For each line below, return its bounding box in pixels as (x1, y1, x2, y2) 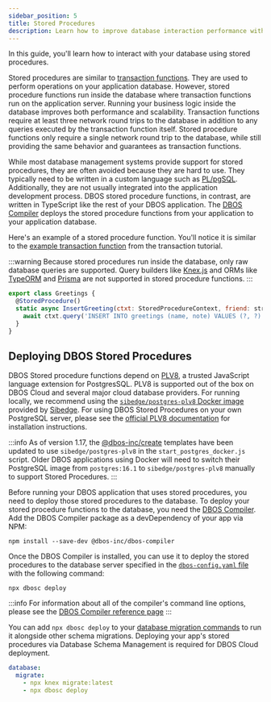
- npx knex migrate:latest (23, 679, 114, 687)
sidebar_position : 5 (8, 11, 78, 20)
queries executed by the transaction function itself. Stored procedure (8, 124, 238, 134)
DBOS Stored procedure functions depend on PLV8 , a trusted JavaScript (8, 371, 250, 380)
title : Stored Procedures (8, 19, 95, 27)
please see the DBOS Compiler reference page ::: (8, 607, 172, 617)
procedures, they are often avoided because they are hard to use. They (8, 166, 245, 176)
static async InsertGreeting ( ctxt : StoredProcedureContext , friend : (15, 305, 251, 313)
